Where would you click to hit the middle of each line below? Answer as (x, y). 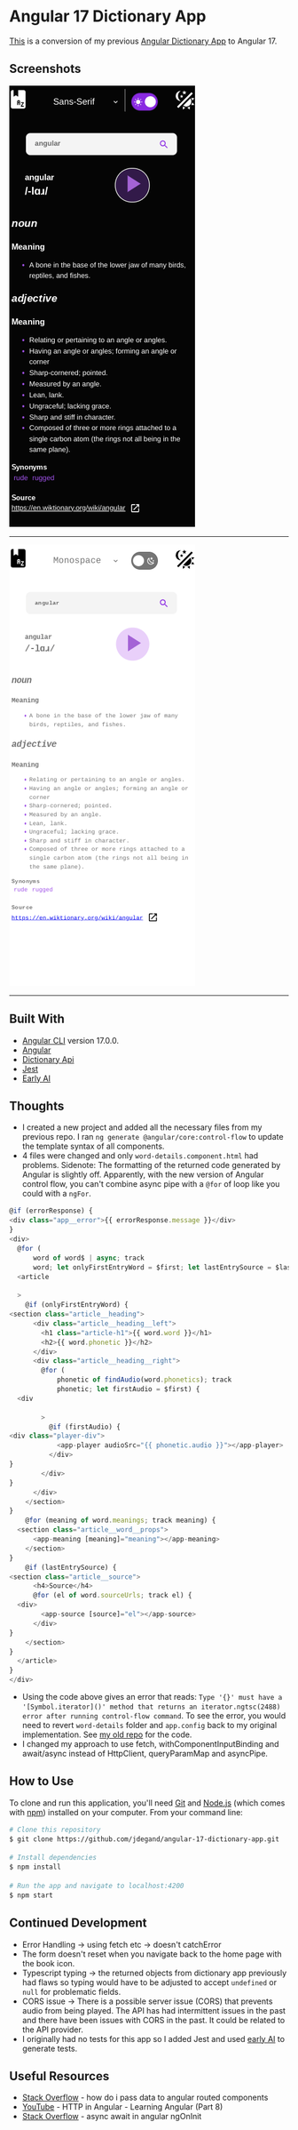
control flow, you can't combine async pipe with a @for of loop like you (151, 1184)
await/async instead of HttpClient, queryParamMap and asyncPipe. (145, 1754)
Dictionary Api (48, 1059)
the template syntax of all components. (93, 1146)
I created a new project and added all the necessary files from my (142, 1127)
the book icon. (48, 1963)
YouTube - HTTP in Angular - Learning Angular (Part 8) (122, 2107)
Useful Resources (59, 2076)
